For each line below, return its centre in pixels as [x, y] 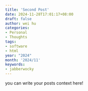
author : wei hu [21, 23]
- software [16, 46]
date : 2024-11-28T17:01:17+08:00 [39, 14]
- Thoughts [16, 37]
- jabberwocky [20, 69]
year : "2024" [18, 55]
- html [12, 51]
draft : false [18, 19]
